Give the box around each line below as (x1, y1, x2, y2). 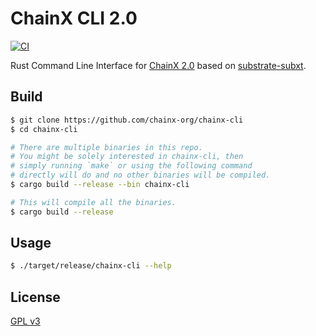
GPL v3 (10, 315, 41, 327)
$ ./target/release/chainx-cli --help (10, 261, 172, 271)
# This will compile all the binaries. (10, 197, 177, 207)
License (10, 288, 61, 306)
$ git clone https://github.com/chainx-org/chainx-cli (10, 115, 244, 125)
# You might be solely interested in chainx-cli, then (10, 152, 244, 162)
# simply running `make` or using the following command (10, 161, 253, 171)
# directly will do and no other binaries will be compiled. (10, 170, 271, 181)
